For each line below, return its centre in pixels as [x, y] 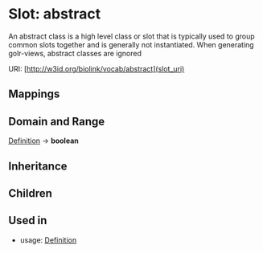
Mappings [34, 94]
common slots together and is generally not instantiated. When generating [131, 44]
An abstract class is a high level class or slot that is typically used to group [131, 36]
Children [30, 193]
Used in [28, 220]
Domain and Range [57, 121]
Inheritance [38, 166]
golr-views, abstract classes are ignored [75, 53]
